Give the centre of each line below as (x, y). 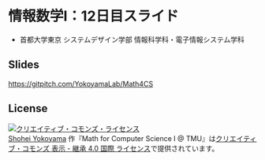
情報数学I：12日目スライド (93, 16)
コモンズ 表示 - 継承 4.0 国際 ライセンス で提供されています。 (120, 148)
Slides (24, 65)
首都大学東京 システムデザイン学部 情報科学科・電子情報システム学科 (132, 39)
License (28, 108)
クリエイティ (236, 138)
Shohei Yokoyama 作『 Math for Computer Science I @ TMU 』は (112, 138)
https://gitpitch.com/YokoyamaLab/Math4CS (81, 84)
